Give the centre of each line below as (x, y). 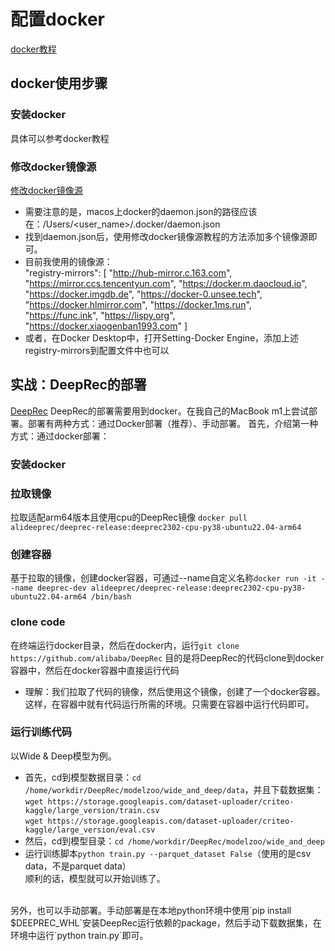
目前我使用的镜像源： (68, 261)
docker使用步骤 (59, 83)
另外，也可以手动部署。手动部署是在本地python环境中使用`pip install (151, 910)
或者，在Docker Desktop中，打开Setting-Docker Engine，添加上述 (162, 337)
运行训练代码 (41, 732)
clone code (38, 622)
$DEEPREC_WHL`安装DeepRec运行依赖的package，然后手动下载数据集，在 (166, 922)
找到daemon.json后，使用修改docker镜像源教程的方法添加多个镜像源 (166, 236)
